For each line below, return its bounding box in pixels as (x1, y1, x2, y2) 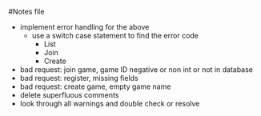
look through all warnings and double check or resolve (19, 99, 200, 108)
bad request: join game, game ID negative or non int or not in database (19, 65, 254, 74)
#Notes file (8, 7, 45, 16)
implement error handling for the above (19, 22, 150, 31)
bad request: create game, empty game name (19, 82, 171, 91)
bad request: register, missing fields (19, 74, 139, 82)
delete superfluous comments (19, 90, 119, 99)
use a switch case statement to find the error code (31, 31, 199, 40)
